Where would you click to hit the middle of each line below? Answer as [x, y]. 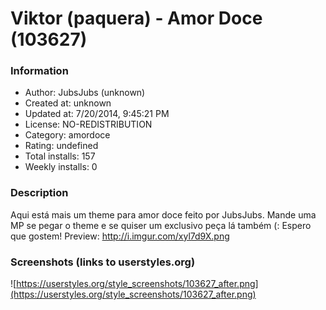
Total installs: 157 [60, 156]
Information [39, 71]
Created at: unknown [68, 103]
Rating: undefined [61, 146]
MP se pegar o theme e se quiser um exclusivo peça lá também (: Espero [161, 225]
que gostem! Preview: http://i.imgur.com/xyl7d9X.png [120, 236]
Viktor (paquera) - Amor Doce [136, 18]
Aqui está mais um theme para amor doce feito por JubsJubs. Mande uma [163, 214]
